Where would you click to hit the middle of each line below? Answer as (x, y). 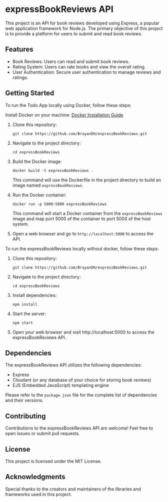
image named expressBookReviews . (48, 185)
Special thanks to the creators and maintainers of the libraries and (73, 489)
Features (19, 49)
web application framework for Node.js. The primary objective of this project (84, 28)
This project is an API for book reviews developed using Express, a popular (82, 23)
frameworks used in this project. (38, 494)
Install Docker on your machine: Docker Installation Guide (64, 115)
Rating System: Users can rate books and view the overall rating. (79, 66)
